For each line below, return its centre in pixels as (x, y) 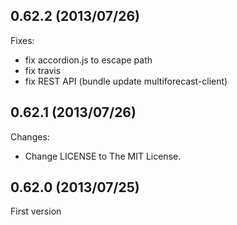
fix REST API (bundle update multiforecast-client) (126, 81)
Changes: (30, 136)
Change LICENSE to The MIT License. (103, 156)
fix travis (43, 70)
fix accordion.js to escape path (88, 60)
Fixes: (22, 40)
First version (36, 211)
